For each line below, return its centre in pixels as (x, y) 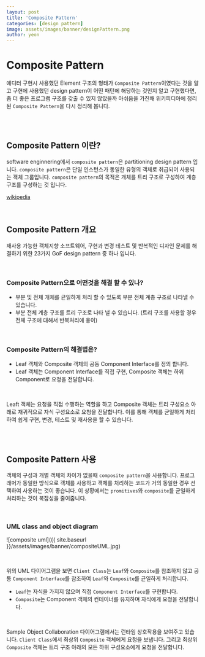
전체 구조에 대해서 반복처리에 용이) (56, 320)
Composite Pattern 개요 (51, 230)
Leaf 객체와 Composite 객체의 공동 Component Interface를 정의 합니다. (102, 364)
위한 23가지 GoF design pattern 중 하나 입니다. (79, 253)
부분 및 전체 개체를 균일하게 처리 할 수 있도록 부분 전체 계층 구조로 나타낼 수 (105, 297)
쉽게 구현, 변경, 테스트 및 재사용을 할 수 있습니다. (75, 420)
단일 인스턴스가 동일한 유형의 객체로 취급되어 (125, 169)
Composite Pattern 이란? (54, 146)
